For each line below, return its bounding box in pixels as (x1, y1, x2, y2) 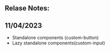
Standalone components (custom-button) (12, 35, 99, 41)
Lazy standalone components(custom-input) (12, 40, 105, 46)
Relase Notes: (5, 4, 50, 13)
